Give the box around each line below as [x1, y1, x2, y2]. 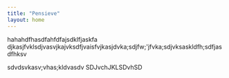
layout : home [7, 16, 45, 23]
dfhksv [7, 49, 27, 58]
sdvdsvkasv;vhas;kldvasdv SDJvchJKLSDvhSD [7, 63, 143, 71]
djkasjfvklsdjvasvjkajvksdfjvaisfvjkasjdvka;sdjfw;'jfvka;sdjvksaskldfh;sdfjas [7, 42, 223, 51]
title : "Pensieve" [7, 10, 60, 17]
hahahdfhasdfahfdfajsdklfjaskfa [7, 35, 98, 43]
